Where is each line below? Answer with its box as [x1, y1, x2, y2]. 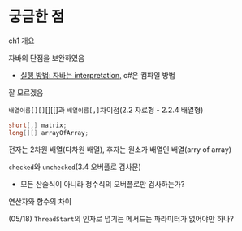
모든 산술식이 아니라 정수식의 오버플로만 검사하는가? [19, 179, 185, 189]
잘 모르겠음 [8, 87, 44, 98]
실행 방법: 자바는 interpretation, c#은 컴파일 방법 [19, 70, 176, 80]
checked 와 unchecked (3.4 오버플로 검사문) [8, 162, 142, 172]
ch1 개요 [8, 36, 35, 46]
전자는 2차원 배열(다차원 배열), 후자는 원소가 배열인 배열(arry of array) [8, 144, 232, 155]
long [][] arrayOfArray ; [8, 129, 89, 137]
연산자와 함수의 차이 [8, 196, 71, 206]
